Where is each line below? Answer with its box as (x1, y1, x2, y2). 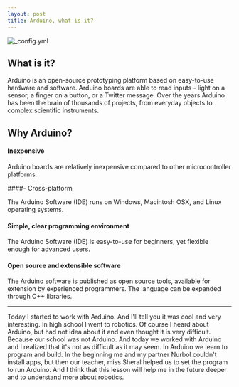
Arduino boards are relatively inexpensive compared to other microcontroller (7, 162, 231, 171)
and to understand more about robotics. (7, 373, 124, 381)
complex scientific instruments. (7, 106, 100, 115)
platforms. (7, 170, 38, 179)
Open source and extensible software (7, 261, 121, 270)
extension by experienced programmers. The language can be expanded (7, 285, 222, 293)
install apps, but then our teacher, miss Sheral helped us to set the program (7, 358, 228, 366)
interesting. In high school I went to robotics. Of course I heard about (7, 320, 209, 329)
